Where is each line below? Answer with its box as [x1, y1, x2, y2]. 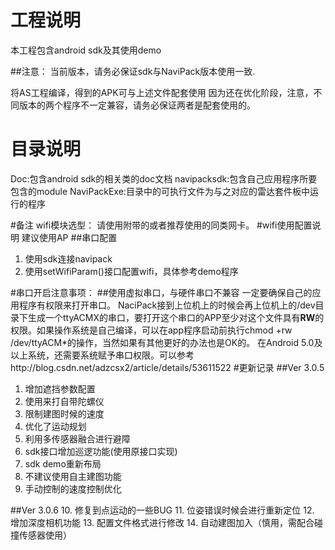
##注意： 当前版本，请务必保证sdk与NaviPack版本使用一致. [10, 65, 256, 77]
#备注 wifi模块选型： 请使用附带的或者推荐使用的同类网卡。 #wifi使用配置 [10, 219, 313, 231]
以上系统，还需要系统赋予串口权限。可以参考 [10, 349, 195, 361]
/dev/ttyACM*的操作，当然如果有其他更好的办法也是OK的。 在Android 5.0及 [10, 336, 323, 348]
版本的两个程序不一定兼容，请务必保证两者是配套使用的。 [18, 99, 256, 111]
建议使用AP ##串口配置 [21, 231, 118, 243]
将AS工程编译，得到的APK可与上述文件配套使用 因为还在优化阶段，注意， [10, 86, 314, 98]
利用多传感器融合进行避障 [24, 432, 131, 445]
